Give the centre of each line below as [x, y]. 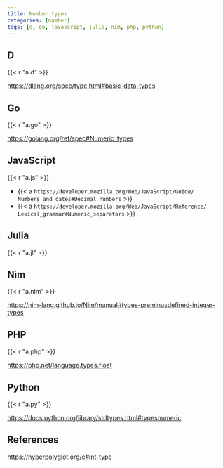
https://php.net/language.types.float [60, 365]
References [33, 440]
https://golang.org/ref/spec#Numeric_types [70, 138]
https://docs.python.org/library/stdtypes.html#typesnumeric [94, 418]
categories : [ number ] [39, 20]
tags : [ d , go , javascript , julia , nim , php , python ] [86, 27]
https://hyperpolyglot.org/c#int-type [60, 457]
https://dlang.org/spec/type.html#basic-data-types [81, 86]
